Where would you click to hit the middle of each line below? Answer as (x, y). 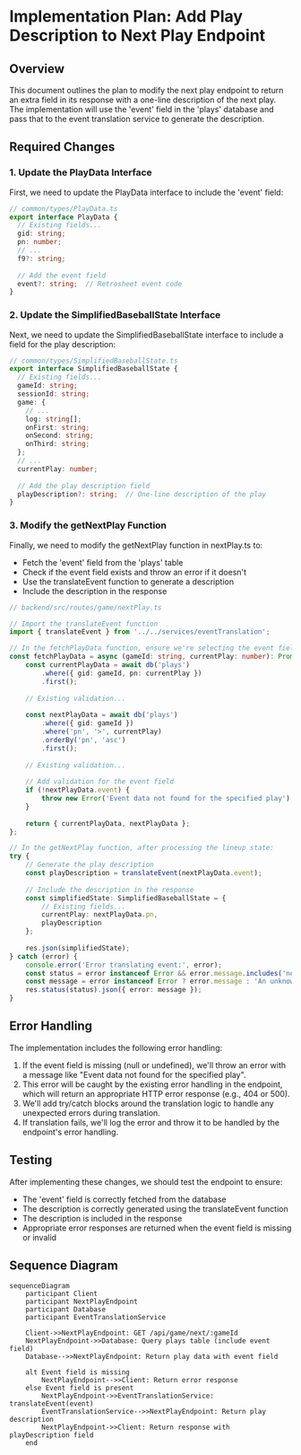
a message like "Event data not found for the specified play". (134, 1074)
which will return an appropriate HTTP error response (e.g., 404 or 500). (156, 1093)
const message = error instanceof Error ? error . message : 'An (146, 982)
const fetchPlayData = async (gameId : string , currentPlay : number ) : (142, 657)
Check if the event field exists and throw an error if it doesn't (134, 572)
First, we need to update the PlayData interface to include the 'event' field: (146, 192)
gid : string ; (42, 234)
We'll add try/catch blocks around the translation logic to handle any (148, 1103)
